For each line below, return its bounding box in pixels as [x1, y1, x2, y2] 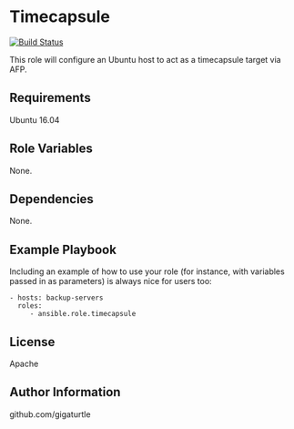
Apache [9, 358, 39, 369]
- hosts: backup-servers [9, 293, 104, 302]
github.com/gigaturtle [9, 408, 91, 420]
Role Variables [9, 141, 93, 157]
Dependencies [9, 191, 94, 207]
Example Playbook [9, 241, 117, 257]
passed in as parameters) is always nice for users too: [9, 276, 212, 287]
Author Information [9, 384, 121, 400]
